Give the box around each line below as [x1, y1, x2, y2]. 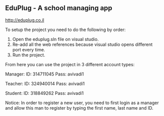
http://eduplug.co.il [5, 17, 45, 23]
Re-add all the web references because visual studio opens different [12, 41, 153, 47]
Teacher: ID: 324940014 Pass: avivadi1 [5, 80, 85, 86]
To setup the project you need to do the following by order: [5, 27, 126, 33]
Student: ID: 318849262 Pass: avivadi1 [5, 90, 84, 96]
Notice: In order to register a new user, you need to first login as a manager [5, 100, 159, 106]
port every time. [12, 46, 46, 52]
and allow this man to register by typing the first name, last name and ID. [5, 105, 154, 111]
